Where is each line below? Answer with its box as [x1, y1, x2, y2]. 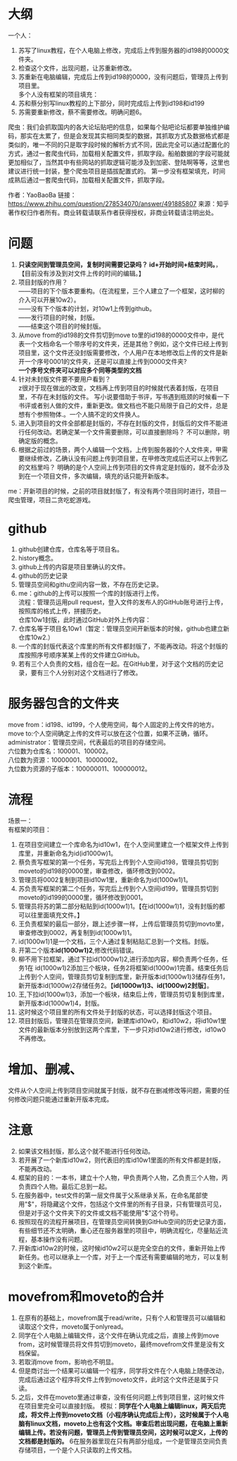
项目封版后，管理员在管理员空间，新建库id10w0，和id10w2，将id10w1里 [18, 1016, 227, 1025]
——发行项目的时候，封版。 [18, 313, 99, 322]
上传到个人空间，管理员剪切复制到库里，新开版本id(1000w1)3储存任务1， [18, 972, 229, 981]
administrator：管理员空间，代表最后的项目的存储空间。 [8, 738, 169, 746]
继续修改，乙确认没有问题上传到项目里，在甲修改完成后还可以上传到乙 [24, 454, 228, 463]
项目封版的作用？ [18, 278, 68, 286]
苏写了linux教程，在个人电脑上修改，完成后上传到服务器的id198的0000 [18, 46, 224, 54]
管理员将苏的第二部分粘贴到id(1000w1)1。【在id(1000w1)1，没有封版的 [18, 902, 219, 910]
